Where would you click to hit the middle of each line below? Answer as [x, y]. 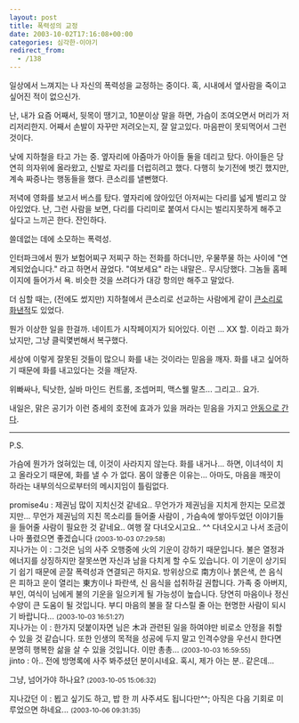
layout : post [33, 17]
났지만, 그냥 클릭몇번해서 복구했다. [69, 340]
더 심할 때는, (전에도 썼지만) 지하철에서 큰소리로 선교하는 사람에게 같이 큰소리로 [146, 299]
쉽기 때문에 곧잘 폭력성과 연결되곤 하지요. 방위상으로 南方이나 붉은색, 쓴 [142, 572]
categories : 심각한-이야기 [53, 42]
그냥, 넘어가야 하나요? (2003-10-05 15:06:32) [83, 679]
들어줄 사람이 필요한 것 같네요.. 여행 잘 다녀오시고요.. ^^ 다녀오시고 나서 [141, 527]
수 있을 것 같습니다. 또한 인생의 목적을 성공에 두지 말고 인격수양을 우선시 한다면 [145, 638]
